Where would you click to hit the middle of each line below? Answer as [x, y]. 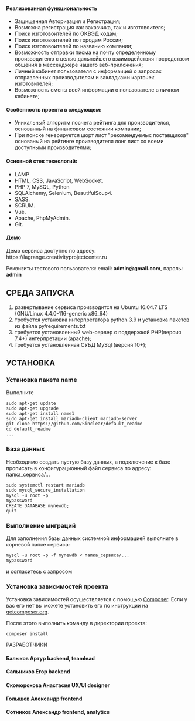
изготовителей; [34, 84]
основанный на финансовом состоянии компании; [78, 129]
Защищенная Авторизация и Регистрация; [67, 21]
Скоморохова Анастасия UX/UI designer [58, 685]
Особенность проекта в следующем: [54, 109]
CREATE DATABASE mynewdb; [37, 505]
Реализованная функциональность [52, 8]
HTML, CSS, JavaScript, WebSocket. [59, 180]
